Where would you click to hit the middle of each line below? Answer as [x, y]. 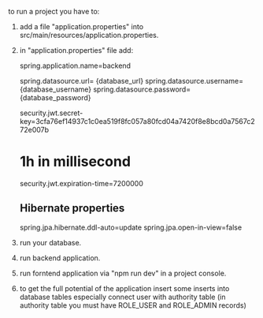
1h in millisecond [75, 162]
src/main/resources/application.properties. [89, 35]
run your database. [50, 242]
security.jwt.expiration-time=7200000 [81, 183]
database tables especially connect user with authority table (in [122, 297]
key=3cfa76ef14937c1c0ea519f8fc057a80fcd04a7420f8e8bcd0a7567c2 [137, 121]
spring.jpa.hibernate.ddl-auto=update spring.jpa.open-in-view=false [131, 227]
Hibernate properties [72, 208]
